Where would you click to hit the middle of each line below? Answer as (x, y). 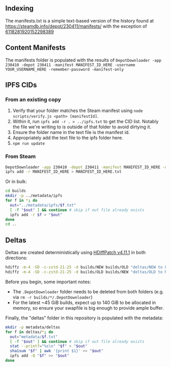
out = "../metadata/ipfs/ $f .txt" (43, 205)
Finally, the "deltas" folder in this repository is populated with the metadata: (84, 318)
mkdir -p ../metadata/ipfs (34, 196)
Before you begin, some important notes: (48, 282)
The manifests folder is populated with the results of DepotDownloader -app (83, 60)
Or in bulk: (16, 181)
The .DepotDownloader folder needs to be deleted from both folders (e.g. (88, 291)
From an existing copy (33, 99)
